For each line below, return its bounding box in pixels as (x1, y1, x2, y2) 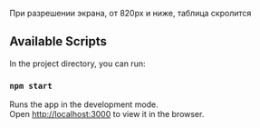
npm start (9, 81, 53, 91)
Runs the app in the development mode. (9, 99, 159, 110)
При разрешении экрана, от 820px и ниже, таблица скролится (9, 8, 252, 18)
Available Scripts (9, 34, 107, 49)
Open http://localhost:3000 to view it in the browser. (9, 109, 205, 120)
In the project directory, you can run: (9, 58, 146, 69)
